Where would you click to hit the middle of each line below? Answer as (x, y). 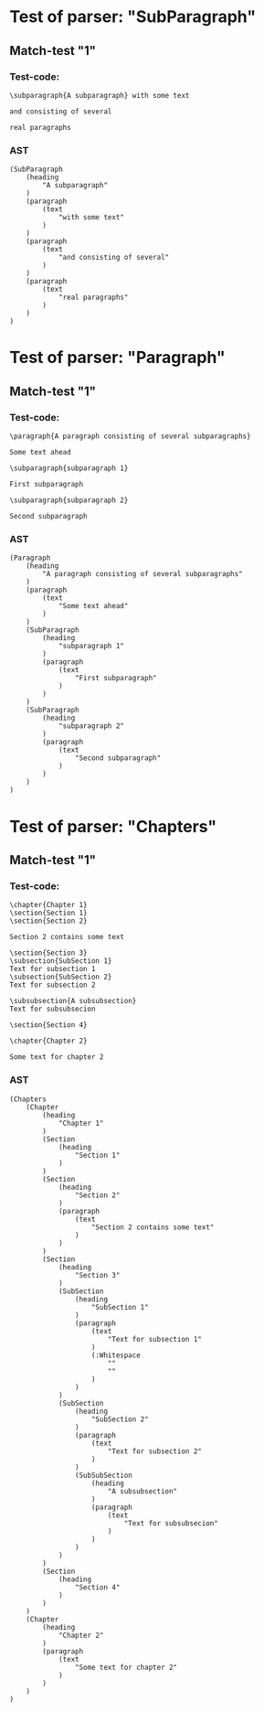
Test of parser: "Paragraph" (117, 358)
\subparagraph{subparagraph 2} (69, 500)
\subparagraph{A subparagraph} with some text (100, 95)
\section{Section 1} (49, 913)
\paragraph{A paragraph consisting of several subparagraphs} (130, 436)
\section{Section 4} (49, 1025)
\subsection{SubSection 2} (61, 977)
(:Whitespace (116, 1355)
